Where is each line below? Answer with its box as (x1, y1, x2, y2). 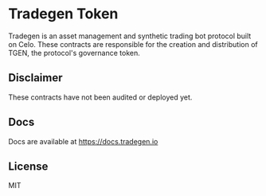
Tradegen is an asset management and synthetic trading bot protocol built (8, 31, 252, 41)
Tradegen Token (8, 5, 119, 23)
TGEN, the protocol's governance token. (8, 48, 141, 57)
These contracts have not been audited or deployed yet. (8, 92, 193, 102)
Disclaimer (8, 71, 63, 84)
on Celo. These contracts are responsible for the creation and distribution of (8, 39, 259, 49)
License (8, 159, 49, 173)
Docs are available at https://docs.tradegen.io (8, 136, 158, 146)
